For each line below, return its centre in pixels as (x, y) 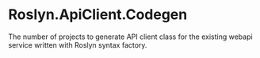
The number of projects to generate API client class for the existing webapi (130, 37)
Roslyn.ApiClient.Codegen (98, 15)
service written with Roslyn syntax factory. (78, 44)
